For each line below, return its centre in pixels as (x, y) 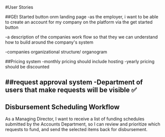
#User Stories (19, 7)
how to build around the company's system (49, 42)
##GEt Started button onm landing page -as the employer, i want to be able (82, 17)
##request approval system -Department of (74, 82)
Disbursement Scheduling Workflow (62, 107)
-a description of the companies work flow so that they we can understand (82, 37)
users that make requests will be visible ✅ (71, 90)
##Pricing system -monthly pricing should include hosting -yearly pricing (80, 61)
